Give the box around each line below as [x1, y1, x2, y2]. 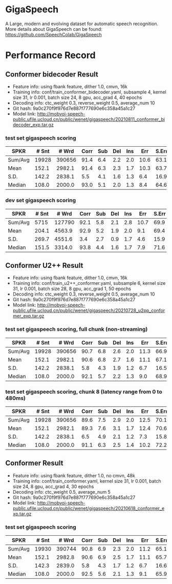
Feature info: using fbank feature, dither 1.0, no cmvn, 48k [12, 472, 136, 478]
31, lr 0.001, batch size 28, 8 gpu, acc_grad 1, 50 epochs [12, 286, 132, 292]
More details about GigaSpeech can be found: [5, 26, 102, 32]
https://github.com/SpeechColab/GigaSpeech [5, 31, 102, 37]
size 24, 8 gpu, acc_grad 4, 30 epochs [12, 483, 94, 490]
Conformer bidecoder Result [5, 70, 98, 79]
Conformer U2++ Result [5, 261, 83, 270]
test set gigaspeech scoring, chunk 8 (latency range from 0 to [5, 388, 162, 395]
